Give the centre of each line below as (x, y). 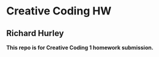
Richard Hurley (35, 33)
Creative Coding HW (59, 11)
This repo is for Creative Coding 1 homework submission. (80, 47)
